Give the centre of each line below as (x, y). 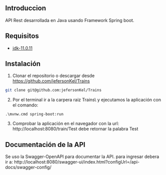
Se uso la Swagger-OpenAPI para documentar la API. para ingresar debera (82, 156)
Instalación (23, 64)
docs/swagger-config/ (28, 167)
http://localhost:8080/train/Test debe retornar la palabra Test (75, 129)
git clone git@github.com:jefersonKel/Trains (53, 90)
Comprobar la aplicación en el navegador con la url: (66, 123)
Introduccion (26, 8)
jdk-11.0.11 (22, 48)
